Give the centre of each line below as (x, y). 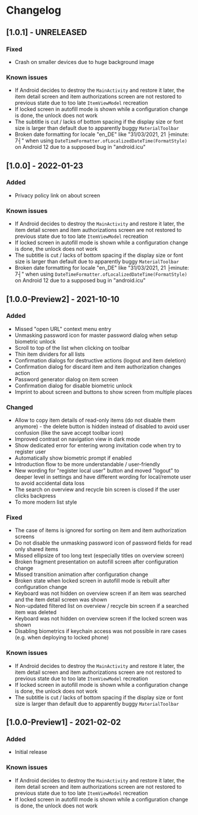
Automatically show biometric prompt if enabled (73, 458)
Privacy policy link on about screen (57, 195)
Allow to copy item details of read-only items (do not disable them (95, 420)
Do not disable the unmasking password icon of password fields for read (103, 543)
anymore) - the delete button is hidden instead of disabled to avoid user (102, 426)
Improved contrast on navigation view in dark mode (77, 439)
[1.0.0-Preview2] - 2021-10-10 (63, 299)
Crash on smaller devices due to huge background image (85, 62)
